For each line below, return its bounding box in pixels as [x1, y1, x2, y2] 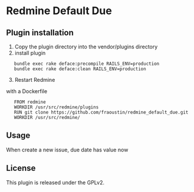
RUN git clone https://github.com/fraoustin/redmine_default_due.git [14, 110, 189, 115]
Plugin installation [6, 28, 74, 38]
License [6, 163, 36, 173]
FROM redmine [14, 99, 46, 105]
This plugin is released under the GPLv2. [6, 178, 105, 186]
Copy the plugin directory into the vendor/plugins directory [14, 43, 158, 50]
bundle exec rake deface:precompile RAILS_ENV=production [14, 61, 160, 67]
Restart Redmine [14, 77, 55, 83]
